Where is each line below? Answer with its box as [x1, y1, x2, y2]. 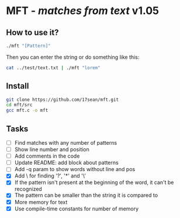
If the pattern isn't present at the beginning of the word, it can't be [14, 179, 174, 186]
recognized [14, 186, 42, 193]
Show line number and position [14, 146, 89, 153]
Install [6, 81, 29, 91]
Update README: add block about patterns [14, 159, 119, 166]
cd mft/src [6, 102, 33, 108]
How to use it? [6, 28, 59, 38]
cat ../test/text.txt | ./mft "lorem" [6, 64, 101, 71]
